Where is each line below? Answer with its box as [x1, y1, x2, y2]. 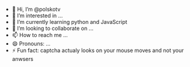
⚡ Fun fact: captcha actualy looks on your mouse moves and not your [11, 47, 184, 54]
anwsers [11, 56, 34, 62]
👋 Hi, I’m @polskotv [11, 6, 61, 13]
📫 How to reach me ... [11, 32, 68, 38]
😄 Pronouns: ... [11, 40, 51, 47]
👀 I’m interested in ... [11, 12, 63, 19]
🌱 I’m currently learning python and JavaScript [11, 19, 127, 25]
